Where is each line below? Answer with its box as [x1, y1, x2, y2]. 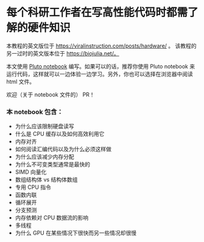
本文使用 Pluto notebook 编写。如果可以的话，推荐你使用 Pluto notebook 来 [6, 62, 195, 70]
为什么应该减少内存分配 [15, 153, 74, 160]
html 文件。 [6, 77, 35, 85]
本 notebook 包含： [6, 107, 63, 116]
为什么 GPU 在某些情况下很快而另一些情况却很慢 [15, 229, 137, 237]
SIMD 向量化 [15, 168, 47, 176]
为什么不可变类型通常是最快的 [15, 161, 90, 168]
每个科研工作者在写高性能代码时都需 [6, 5, 188, 20]
